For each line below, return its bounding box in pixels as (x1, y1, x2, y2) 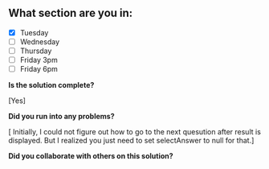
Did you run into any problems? (8, 112, 115, 122)
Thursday (19, 46, 52, 56)
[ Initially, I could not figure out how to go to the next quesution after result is (8, 127, 261, 137)
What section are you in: (8, 6, 133, 20)
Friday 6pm (19, 64, 58, 74)
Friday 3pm (19, 56, 58, 64)
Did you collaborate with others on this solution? (8, 151, 174, 161)
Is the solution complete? (8, 80, 95, 90)
